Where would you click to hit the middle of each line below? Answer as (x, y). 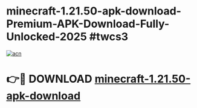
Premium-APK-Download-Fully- (88, 24)
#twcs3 (109, 37)
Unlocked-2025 (47, 37)
